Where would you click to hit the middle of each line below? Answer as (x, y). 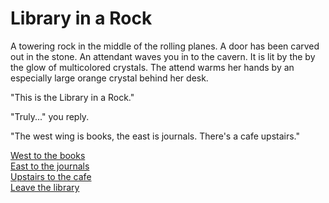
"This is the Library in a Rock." (72, 97)
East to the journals (50, 166)
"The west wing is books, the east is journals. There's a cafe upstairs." (155, 136)
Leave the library (45, 187)
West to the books (48, 155)
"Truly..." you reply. (50, 116)
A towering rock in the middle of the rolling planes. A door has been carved (165, 46)
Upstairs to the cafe (51, 176)
